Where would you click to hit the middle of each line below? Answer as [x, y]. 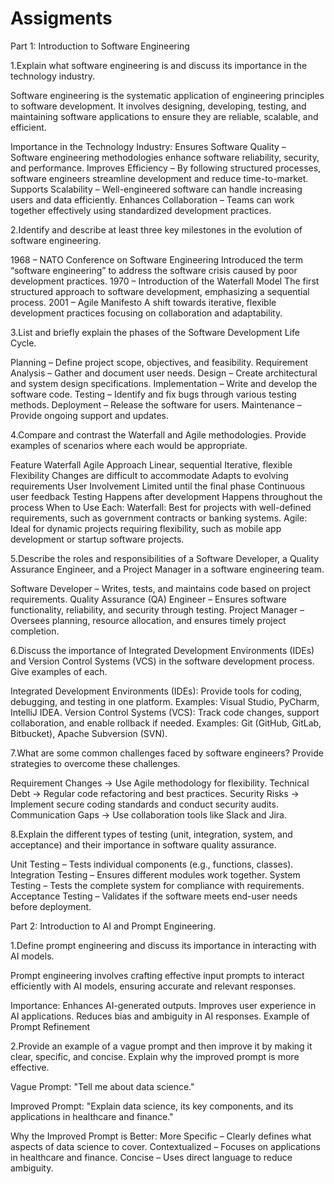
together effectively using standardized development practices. [141, 210]
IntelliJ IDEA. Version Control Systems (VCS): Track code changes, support [165, 712]
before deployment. [51, 906]
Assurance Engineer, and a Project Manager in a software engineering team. [167, 569]
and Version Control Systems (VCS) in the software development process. [162, 661]
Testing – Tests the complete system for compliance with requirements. [157, 885]
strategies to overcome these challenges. [95, 763]
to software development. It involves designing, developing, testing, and [158, 106]
